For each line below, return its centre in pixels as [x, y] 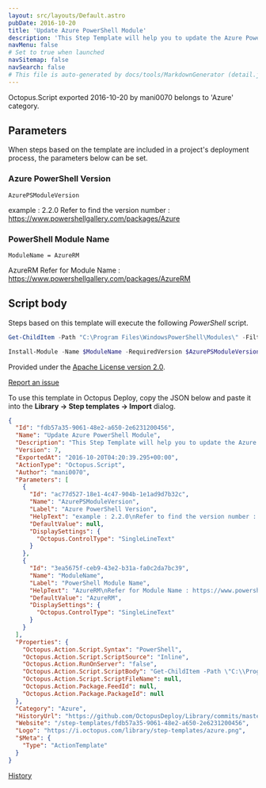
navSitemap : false [38, 60]
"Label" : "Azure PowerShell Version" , [93, 509]
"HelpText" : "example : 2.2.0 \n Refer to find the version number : [143, 516]
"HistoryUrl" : [38, 716]
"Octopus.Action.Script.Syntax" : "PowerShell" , [102, 649]
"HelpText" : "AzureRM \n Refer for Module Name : [109, 590]
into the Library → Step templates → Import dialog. [92, 406]
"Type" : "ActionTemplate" [65, 746]
